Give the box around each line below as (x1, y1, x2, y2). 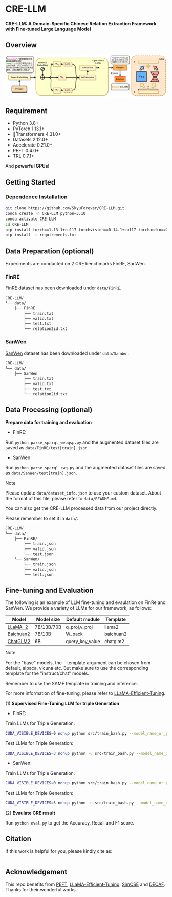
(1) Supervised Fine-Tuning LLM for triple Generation (5, 700, 120, 707)
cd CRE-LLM (5, 222, 29, 227)
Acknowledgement (5, 867, 68, 876)
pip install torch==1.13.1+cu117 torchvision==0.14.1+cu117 (5, 227, 137, 232)
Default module (66, 616, 100, 623)
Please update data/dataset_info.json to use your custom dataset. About (5, 489, 161, 496)
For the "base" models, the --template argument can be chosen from (5, 660, 151, 666)
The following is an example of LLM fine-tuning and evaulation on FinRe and (5, 599, 166, 606)
